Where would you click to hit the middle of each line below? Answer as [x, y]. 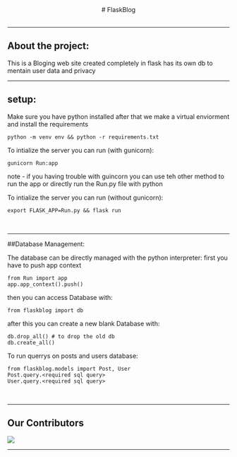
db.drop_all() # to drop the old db [61, 336]
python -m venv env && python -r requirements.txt [83, 137]
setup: [22, 99]
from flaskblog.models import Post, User [69, 369]
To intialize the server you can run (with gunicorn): [80, 150]
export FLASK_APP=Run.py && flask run [64, 210]
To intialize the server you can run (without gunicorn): [85, 197]
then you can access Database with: [60, 297]
